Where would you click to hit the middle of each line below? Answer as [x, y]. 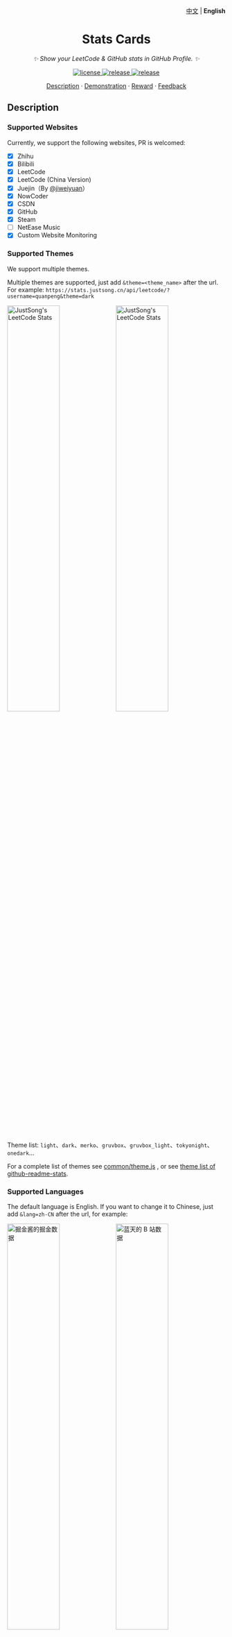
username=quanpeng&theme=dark [51, 296]
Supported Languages [46, 1191]
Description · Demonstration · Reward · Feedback [116, 85]
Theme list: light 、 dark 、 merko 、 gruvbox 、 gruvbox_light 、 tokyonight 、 [110, 1145]
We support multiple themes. [48, 269]
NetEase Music [39, 228]
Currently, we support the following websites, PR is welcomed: [96, 142]
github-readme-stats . [38, 1173]
